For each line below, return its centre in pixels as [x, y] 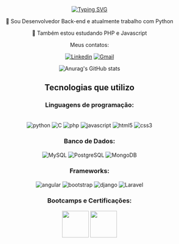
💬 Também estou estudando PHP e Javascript [89, 33]
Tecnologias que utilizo [89, 88]
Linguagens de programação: [89, 105]
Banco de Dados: [89, 142]
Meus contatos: [89, 45]
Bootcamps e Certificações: [89, 201]
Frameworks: [89, 171]
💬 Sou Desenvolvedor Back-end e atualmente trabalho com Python [89, 21]
